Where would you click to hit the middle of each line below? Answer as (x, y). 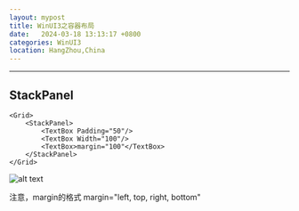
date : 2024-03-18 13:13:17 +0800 (75, 34)
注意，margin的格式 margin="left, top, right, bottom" (105, 197)
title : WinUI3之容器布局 (52, 26)
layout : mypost (37, 17)
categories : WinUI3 (45, 42)
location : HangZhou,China (57, 51)
